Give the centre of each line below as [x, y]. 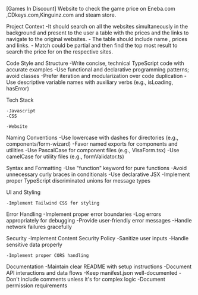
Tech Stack [20, 100]
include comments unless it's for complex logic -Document [93, 279]
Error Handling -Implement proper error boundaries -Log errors [84, 214]
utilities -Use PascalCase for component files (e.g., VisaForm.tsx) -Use [93, 150]
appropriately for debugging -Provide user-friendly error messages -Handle [99, 220]
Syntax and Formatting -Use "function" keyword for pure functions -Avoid [97, 168]
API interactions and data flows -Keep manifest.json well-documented [92, 273]
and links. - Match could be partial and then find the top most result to [92, 45]
